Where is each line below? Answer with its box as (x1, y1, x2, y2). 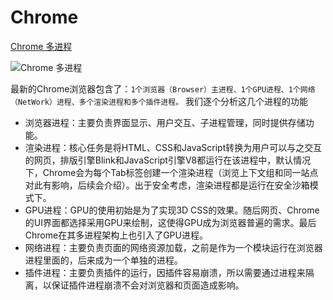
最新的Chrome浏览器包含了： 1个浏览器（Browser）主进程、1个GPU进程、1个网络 (10, 82, 316, 95)
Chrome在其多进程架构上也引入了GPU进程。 (24, 229, 208, 241)
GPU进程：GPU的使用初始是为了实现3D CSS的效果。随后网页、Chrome (24, 204, 320, 216)
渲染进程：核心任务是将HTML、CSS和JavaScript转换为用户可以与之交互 (24, 141, 323, 153)
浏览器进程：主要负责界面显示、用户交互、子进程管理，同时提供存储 (24, 116, 306, 128)
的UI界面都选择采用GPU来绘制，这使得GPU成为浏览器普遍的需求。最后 (24, 216, 317, 228)
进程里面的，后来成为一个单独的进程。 (24, 254, 183, 266)
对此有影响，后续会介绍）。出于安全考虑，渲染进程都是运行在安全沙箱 (24, 179, 310, 191)
